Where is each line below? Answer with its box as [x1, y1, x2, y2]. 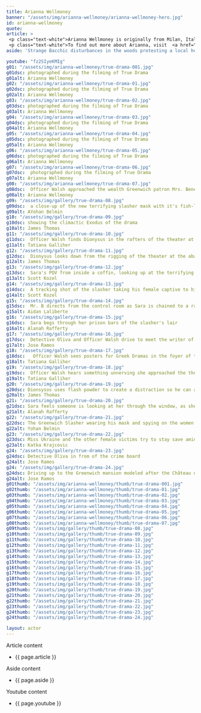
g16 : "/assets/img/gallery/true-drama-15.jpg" [6, 315, 124, 321]
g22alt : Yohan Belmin [6, 425, 60, 431]
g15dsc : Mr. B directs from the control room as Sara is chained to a [6, 303, 188, 309]
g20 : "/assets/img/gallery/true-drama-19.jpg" [6, 381, 124, 387]
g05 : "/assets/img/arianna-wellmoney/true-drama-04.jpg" [6, 131, 151, 137]
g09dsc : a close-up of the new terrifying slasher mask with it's [6, 203, 178, 209]
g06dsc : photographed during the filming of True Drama [6, 153, 148, 159]
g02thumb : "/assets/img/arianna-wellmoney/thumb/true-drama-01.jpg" [6, 487, 181, 493]
